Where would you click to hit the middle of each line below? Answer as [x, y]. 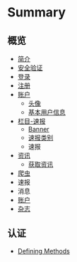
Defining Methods [44, 251]
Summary [36, 12]
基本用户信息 [47, 112]
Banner [38, 129]
